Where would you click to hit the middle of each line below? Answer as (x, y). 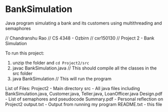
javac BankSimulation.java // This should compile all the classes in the (85, 68)
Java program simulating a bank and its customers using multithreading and (83, 23)
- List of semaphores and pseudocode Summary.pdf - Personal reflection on (84, 99)
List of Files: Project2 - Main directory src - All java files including (73, 88)
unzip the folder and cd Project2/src (51, 62)
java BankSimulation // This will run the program (62, 78)
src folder (22, 73)
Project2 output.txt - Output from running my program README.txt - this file (84, 104)
